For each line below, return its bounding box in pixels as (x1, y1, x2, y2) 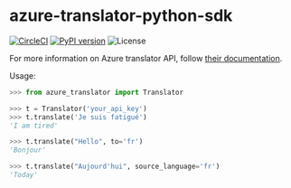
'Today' (9, 171, 39, 180)
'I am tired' (9, 121, 59, 130)
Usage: (9, 70, 36, 81)
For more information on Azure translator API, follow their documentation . (9, 52, 283, 63)
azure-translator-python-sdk (9, 5, 233, 26)
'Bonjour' (9, 146, 47, 155)
